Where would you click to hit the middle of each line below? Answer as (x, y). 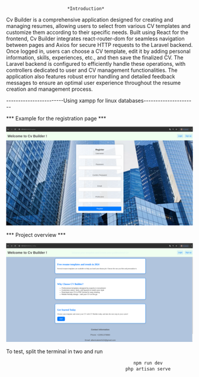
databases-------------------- (155, 101)
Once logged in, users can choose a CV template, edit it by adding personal (98, 51)
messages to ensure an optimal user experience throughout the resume (94, 83)
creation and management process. (49, 89)
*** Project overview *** (36, 235)
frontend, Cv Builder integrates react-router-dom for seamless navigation (95, 39)
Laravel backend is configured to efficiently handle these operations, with (96, 64)
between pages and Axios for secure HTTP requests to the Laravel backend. (99, 45)
